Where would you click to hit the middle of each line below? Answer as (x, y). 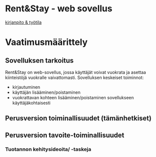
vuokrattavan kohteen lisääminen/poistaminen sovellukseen (73, 97)
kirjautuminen (26, 87)
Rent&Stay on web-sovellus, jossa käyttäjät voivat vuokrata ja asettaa (76, 72)
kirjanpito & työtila (23, 22)
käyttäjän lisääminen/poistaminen (46, 92)
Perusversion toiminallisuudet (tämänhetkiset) (78, 118)
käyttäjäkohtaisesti (31, 103)
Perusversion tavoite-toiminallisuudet (65, 135)
